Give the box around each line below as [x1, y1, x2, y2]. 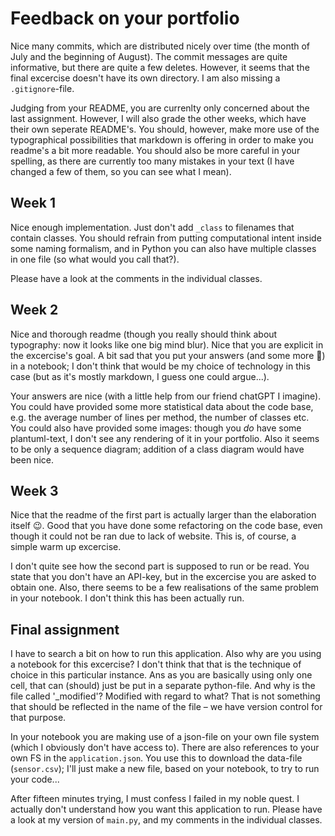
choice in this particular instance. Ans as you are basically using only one [10, 669, 313, 681]
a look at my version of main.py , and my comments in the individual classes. [10, 814, 323, 826]
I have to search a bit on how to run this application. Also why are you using [10, 648, 322, 660]
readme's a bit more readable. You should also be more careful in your [10, 144, 301, 156]
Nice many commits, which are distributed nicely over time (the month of [10, 40, 311, 52]
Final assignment [10, 621, 120, 638]
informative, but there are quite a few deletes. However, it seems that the [10, 61, 310, 73]
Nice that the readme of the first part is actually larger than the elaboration [10, 509, 317, 521]
